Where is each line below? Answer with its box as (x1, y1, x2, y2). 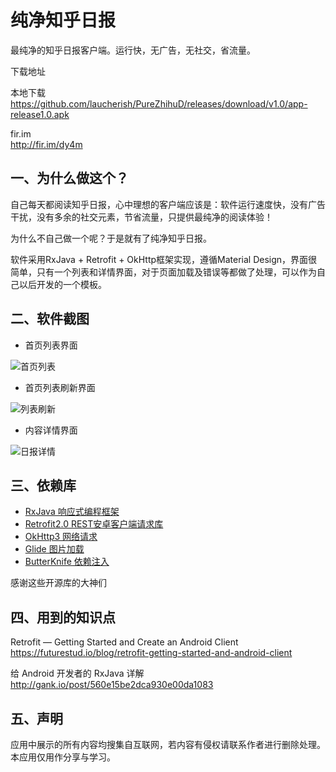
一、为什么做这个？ (10, 170, 129, 187)
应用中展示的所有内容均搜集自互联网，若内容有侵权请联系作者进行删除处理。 (10, 739, 326, 750)
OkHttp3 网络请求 (24, 531, 98, 543)
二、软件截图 (10, 311, 90, 328)
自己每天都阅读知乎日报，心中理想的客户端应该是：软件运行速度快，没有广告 (10, 198, 326, 210)
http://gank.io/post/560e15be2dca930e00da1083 (10, 679, 214, 691)
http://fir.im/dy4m (10, 138, 83, 150)
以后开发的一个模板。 (18, 278, 107, 290)
